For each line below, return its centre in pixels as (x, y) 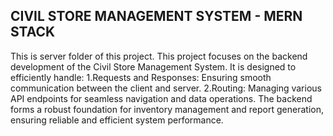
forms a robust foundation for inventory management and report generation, (167, 109)
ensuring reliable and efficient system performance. (117, 120)
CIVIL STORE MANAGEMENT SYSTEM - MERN (156, 16)
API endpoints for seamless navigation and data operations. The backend (161, 98)
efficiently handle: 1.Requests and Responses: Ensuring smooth (141, 77)
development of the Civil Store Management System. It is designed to (153, 66)
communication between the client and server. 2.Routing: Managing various (166, 88)
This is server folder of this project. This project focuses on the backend (159, 56)
